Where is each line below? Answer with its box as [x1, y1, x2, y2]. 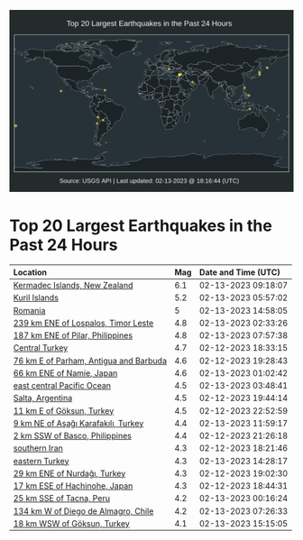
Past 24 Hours [9, 234, 118, 255]
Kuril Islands [13, 292, 59, 303]
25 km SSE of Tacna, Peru [13, 493, 111, 504]
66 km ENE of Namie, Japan [13, 367, 118, 379]
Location [13, 267, 48, 278]
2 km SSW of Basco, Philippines [13, 430, 133, 442]
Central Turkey [13, 343, 69, 353]
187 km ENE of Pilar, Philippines [13, 330, 133, 341]
